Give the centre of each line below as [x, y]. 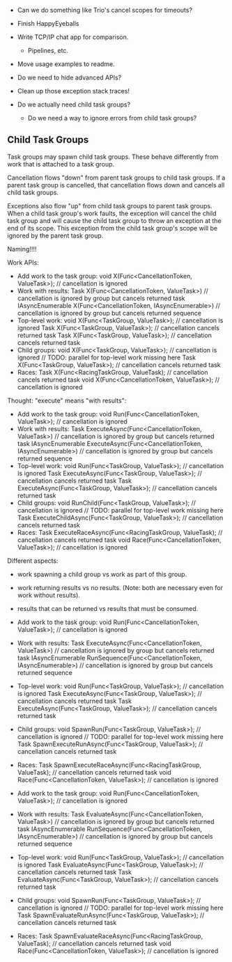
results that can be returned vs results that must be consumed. [108, 608]
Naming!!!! [22, 249]
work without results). [48, 595]
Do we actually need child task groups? [74, 104]
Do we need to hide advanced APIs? [69, 77]
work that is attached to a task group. [61, 164]
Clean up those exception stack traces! [74, 91]
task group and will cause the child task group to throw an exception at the [114, 220]
